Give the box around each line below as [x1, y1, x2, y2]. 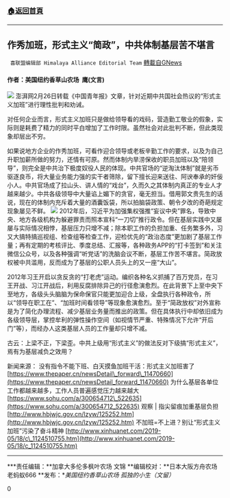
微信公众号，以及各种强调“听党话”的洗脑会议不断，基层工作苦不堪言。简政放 [7, 250, 222, 258]
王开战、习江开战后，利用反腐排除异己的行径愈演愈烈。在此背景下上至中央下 [7, 281, 223, 289]
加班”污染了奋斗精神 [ [7, 427, 68, 435]
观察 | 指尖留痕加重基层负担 [141, 403, 219, 411]
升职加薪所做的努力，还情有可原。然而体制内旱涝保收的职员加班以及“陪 [7, 156, 208, 164]
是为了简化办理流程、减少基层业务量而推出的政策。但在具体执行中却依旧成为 [7, 307, 223, 316]
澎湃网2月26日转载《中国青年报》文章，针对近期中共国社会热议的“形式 [15, 92, 216, 100]
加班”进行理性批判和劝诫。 [12, 101, 88, 109]
